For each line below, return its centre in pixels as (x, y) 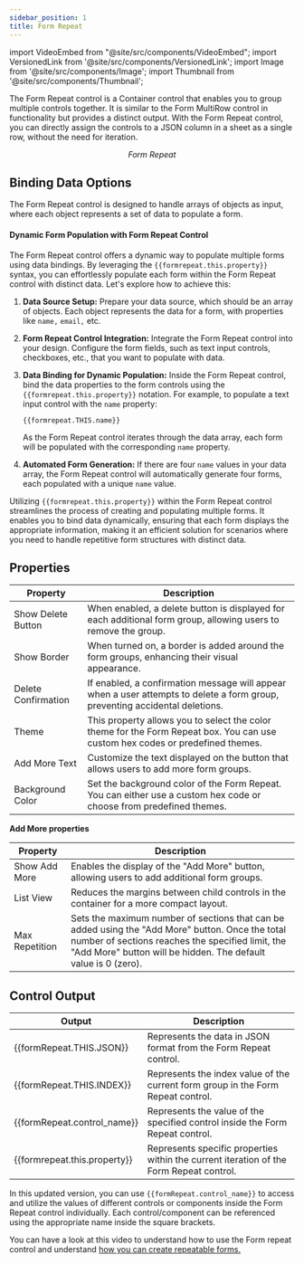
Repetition (35, 946)
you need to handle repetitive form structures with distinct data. (128, 539)
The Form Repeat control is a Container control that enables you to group (146, 98)
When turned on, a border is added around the (186, 646)
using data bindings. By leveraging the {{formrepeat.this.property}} (139, 264)
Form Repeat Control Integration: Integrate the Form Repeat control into (157, 338)
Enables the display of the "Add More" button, (168, 867)
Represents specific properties (213, 1148)
